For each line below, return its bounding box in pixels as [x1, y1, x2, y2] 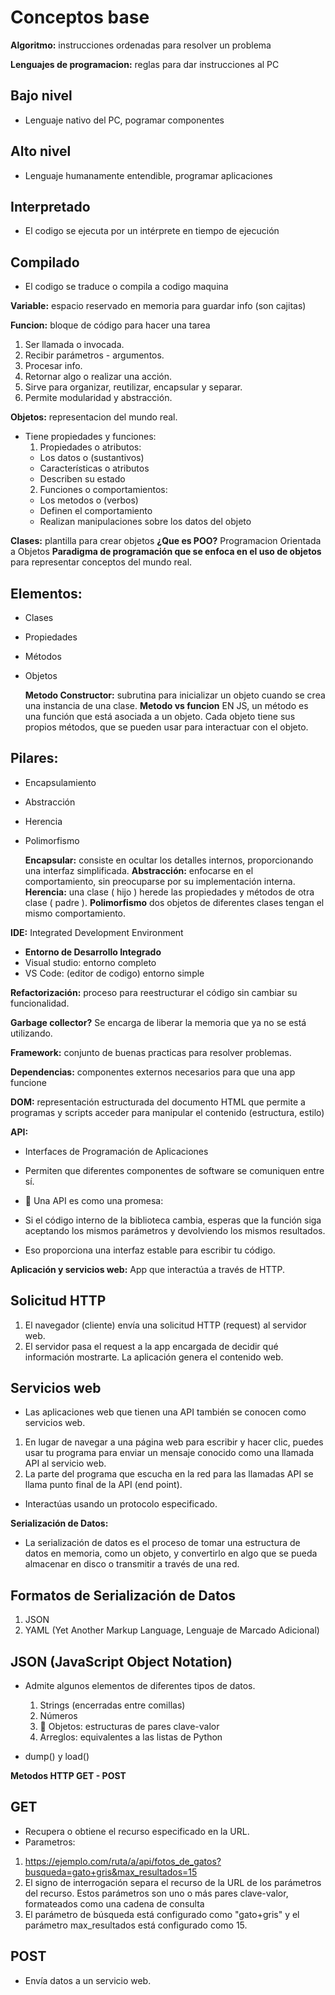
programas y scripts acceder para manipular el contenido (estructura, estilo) [10, 1106, 325, 1118]
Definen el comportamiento [39, 505, 153, 517]
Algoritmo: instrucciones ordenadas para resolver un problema [10, 39, 272, 51]
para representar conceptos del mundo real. [10, 556, 193, 568]
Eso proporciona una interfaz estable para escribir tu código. [24, 1244, 276, 1256]
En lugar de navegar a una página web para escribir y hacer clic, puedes [24, 1436, 324, 1448]
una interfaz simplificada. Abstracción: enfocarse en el [24, 864, 254, 876]
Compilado [10, 254, 80, 271]
